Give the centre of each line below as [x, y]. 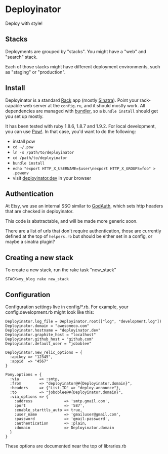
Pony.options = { [24, 375]
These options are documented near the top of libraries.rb [66, 446]
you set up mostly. [25, 116]
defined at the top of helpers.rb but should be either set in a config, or [79, 236]
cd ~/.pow [23, 147]
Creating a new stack [39, 257]
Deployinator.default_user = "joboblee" [49, 344]
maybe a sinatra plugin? [30, 242]
